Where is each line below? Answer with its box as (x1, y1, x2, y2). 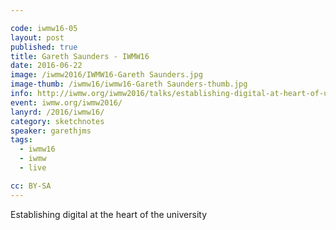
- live (19, 163, 47, 173)
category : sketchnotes (10, 116, 105, 126)
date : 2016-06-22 (10, 61, 83, 71)
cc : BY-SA (10, 181, 52, 191)
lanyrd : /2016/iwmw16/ (10, 107, 105, 117)
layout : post (10, 32, 65, 43)
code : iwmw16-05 (10, 23, 78, 33)
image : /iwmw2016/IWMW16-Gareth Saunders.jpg (10, 70, 203, 80)
